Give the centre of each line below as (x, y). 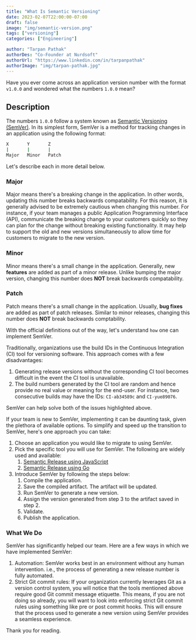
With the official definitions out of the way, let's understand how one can (92, 330)
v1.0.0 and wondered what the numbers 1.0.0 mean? (71, 88)
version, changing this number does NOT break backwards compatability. (95, 278)
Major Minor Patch (34, 155)
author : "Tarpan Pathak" (36, 50)
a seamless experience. (43, 619)
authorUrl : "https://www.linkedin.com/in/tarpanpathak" (75, 60)
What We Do (24, 533)
